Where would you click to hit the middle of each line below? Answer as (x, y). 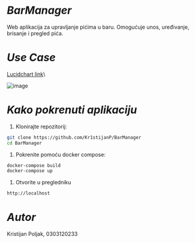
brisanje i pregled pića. (35, 33)
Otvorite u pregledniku (43, 183)
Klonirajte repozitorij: (41, 126)
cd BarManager (25, 143)
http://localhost (28, 193)
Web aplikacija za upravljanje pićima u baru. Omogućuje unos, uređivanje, (98, 27)
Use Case (31, 58)
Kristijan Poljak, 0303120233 (42, 234)
